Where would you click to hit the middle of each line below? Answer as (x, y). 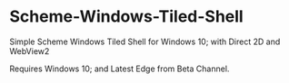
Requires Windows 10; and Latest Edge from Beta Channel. (120, 69)
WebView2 (30, 51)
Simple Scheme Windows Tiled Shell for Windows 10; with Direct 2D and (145, 41)
